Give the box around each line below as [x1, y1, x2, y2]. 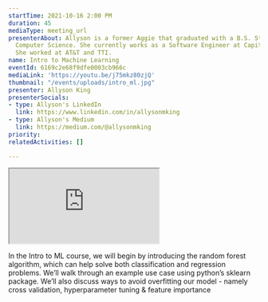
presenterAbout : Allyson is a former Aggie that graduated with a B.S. [8, 34, 251, 42]
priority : [8, 130, 41, 138]
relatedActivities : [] [8, 137, 84, 146]
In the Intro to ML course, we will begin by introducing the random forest [8, 251, 246, 260]
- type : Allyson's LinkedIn [8, 101, 102, 109]
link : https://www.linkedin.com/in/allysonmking [15, 109, 180, 117]
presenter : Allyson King [8, 85, 91, 94]
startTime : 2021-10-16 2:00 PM [8, 11, 112, 20]
